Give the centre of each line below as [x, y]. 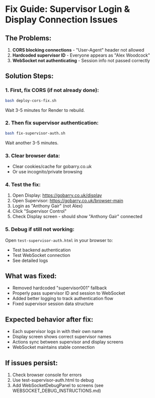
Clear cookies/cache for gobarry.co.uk [52, 166]
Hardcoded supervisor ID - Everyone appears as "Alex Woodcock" [81, 55]
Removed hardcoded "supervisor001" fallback [60, 288]
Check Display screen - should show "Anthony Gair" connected [77, 217]
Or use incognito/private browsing [47, 172]
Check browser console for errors [47, 375]
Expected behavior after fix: [49, 319]
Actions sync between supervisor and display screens [68, 342]
